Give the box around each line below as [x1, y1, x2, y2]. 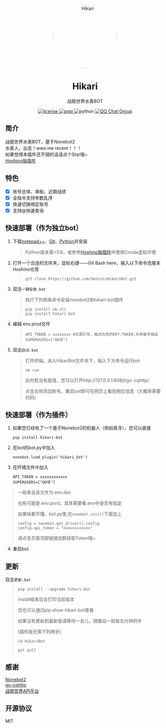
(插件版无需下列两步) [17, 628, 62, 635]
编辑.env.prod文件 [12, 320, 51, 327]
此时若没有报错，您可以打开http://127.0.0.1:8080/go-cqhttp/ [25, 377, 149, 383]
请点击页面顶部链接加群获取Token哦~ [17, 535, 96, 541]
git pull [17, 648, 36, 653]
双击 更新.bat [5, 577, 31, 583]
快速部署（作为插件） [5, 411, 72, 419]
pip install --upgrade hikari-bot [17, 587, 91, 592]
